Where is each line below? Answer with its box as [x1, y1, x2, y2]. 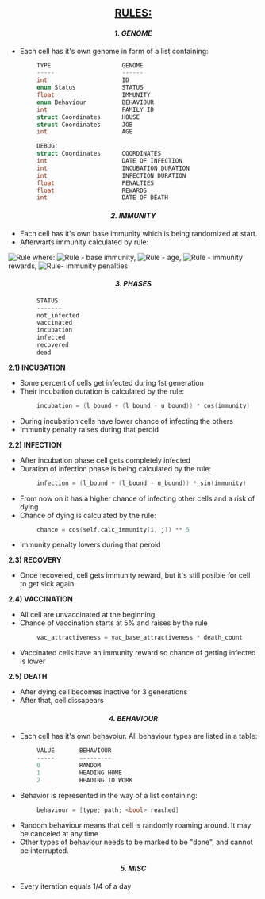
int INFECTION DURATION [36, 171, 186, 179]
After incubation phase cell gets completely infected [19, 455, 191, 465]
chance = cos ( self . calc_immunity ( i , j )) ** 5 [36, 525, 190, 534]
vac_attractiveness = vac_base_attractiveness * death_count [36, 634, 244, 642]
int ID [36, 76, 129, 84]
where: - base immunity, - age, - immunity [32, 252, 244, 262]
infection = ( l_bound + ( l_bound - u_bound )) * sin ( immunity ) [36, 479, 247, 487]
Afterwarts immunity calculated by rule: [19, 237, 149, 247]
